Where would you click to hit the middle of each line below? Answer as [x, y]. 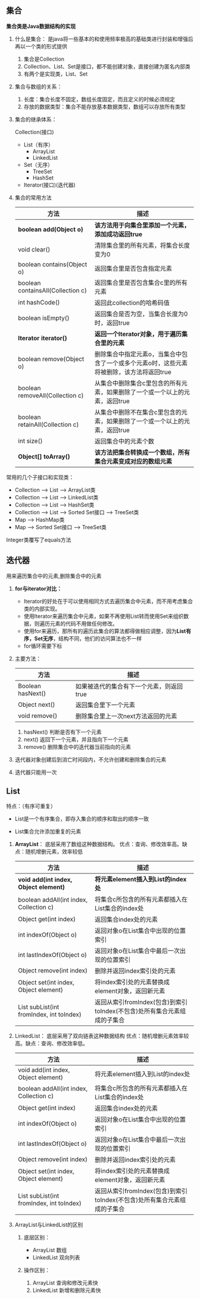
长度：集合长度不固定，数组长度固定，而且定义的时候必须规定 [99, 99]
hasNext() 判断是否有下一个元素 [63, 732]
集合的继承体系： [36, 119]
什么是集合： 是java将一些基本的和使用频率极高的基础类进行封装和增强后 [104, 39]
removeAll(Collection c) [51, 395]
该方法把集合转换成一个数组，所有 [142, 452]
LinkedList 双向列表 [56, 1258]
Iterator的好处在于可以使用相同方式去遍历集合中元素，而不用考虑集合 [108, 601]
